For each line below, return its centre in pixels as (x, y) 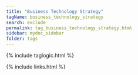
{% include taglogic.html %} (40, 55)
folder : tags (22, 39)
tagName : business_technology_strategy (55, 17)
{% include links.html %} (36, 67)
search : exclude (26, 22)
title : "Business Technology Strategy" (55, 11)
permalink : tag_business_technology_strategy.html (69, 28)
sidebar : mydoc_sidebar (35, 33)
